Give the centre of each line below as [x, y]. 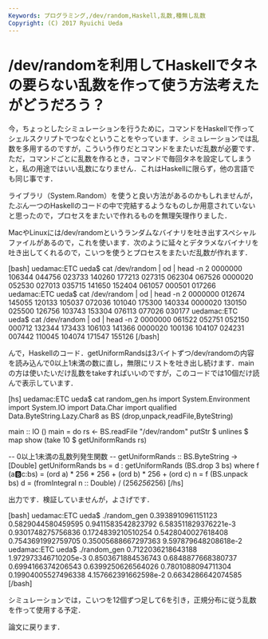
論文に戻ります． [36, 627]
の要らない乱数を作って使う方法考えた [134, 85]
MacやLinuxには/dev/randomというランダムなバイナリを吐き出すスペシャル [132, 233]
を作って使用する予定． [47, 610]
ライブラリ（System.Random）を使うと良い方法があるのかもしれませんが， [133, 196]
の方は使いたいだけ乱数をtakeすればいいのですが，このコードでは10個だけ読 [134, 373]
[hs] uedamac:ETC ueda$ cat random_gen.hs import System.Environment [129, 399]
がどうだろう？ [57, 105]
